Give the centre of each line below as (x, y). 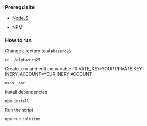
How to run (18, 40)
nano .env (15, 83)
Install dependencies (26, 92)
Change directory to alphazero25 (38, 51)
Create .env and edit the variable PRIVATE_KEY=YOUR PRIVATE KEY (73, 69)
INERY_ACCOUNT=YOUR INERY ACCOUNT (49, 74)
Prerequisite (20, 7)
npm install (17, 101)
